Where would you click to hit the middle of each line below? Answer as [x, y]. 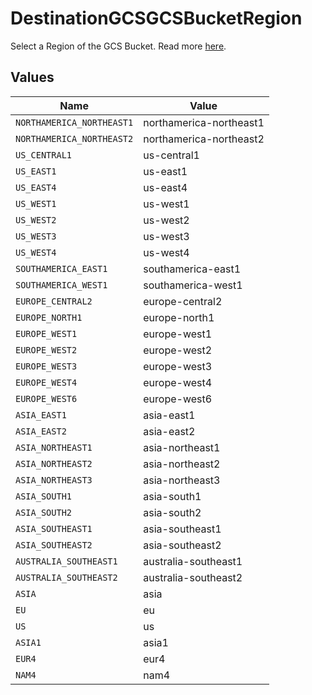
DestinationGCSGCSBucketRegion [156, 18]
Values [32, 77]
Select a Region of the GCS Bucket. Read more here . [118, 46]
